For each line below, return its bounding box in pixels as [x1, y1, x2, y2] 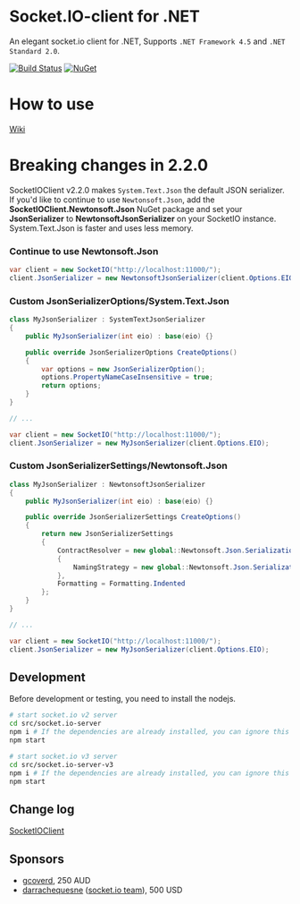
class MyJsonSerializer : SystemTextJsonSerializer [9, 315, 205, 324]
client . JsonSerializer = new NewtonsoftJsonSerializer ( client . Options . [9, 273, 281, 283]
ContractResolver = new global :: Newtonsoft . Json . [56, 546, 246, 555]
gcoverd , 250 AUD [21, 875, 91, 886]
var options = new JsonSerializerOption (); [41, 364, 205, 373]
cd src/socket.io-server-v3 [9, 760, 114, 769]
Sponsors [9, 851, 64, 866]
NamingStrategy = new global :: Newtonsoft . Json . [72, 562, 254, 572]
